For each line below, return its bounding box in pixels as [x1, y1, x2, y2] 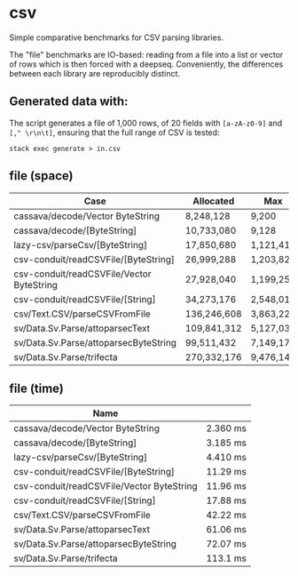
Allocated [192, 195, 235, 207]
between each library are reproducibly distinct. [9, 68, 180, 78]
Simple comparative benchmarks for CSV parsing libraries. [9, 32, 224, 43]
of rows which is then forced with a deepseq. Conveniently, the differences [9, 59, 284, 69]
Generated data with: [9, 94, 129, 109]
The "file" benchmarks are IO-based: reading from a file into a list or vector [9, 49, 284, 60]
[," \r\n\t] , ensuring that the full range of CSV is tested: [9, 127, 220, 138]
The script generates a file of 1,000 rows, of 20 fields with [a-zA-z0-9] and [9, 117, 283, 128]
